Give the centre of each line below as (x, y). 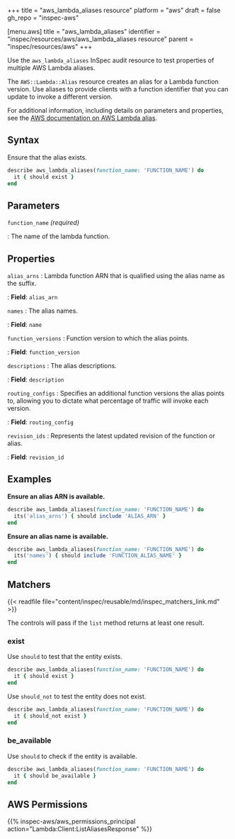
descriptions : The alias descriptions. (62, 366)
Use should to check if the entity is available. (73, 756)
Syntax (23, 140)
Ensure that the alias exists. (47, 157)
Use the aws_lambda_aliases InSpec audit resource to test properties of (111, 60)
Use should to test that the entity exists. (65, 657)
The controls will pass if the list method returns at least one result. (106, 623)
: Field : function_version (44, 352)
